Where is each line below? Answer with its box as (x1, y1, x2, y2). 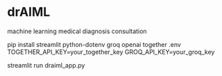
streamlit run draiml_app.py (7, 61, 85, 69)
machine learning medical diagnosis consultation (7, 27, 147, 35)
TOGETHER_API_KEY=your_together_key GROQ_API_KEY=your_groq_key (7, 48, 215, 56)
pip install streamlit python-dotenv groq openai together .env (7, 40, 182, 48)
